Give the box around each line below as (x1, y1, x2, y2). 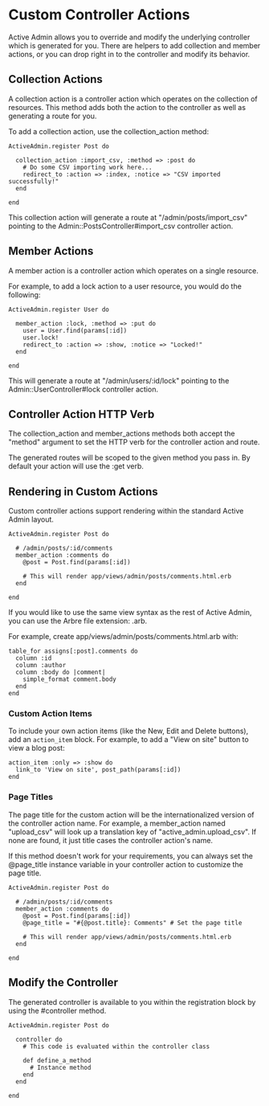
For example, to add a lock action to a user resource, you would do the (8, 281, 243, 291)
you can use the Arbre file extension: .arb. (8, 616, 148, 626)
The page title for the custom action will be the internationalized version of (8, 809, 255, 819)
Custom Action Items (8, 708, 92, 719)
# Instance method (29, 1063, 92, 1071)
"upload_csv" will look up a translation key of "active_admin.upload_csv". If (8, 826, 257, 837)
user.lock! (22, 334, 59, 342)
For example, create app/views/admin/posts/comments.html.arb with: (8, 632, 238, 641)
